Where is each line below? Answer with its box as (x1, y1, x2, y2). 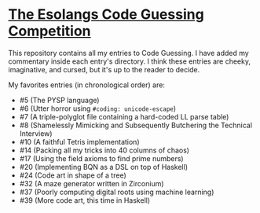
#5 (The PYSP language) (19, 95, 100, 105)
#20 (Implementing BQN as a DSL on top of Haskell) (19, 162, 189, 171)
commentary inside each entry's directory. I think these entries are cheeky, (8, 57, 251, 66)
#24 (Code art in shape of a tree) (19, 171, 127, 180)
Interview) (19, 128, 53, 138)
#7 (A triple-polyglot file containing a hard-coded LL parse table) (19, 112, 229, 121)
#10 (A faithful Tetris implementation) (19, 137, 140, 146)
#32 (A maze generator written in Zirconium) (19, 178, 164, 188)
